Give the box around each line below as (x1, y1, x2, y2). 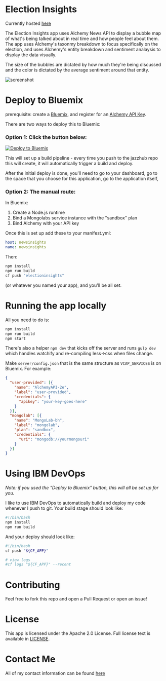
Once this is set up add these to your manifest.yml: (5, 230, 111, 236)
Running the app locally (5, 300, 107, 312)
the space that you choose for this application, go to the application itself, (5, 176, 158, 182)
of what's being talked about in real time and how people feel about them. (5, 35, 159, 42)
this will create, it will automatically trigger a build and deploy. (5, 161, 134, 167)
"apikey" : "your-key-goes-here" (18, 399, 87, 404)
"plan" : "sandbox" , (14, 427, 56, 433)
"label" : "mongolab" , (14, 423, 60, 428)
